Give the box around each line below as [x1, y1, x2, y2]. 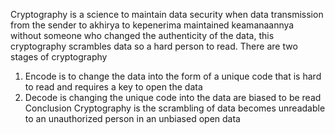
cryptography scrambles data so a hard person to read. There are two [10, 40, 298, 52]
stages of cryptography [10, 51, 108, 63]
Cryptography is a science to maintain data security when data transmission [10, 9, 324, 20]
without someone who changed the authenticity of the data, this [10, 30, 275, 41]
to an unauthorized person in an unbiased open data [24, 113, 241, 124]
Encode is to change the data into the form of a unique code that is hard [24, 70, 322, 82]
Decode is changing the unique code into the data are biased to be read [24, 92, 322, 103]
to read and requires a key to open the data [24, 81, 203, 93]
